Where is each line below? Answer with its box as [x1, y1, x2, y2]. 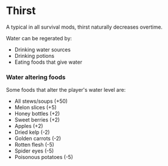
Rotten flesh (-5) [14, 141, 54, 148]
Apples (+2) [14, 123, 44, 130]
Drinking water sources [14, 46, 71, 53]
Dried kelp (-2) [14, 129, 50, 136]
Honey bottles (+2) [14, 110, 60, 117]
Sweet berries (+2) [14, 116, 60, 123]
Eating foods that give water [14, 58, 83, 65]
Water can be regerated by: [6, 34, 72, 41]
